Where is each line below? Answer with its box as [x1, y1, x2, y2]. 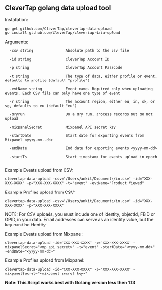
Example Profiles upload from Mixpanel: [5, 257, 85, 263]
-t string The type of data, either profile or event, [9, 74, 158, 79]
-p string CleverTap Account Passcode [9, 65, 123, 70]
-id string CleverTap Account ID [9, 57, 110, 62]
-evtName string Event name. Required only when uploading [9, 86, 153, 91]
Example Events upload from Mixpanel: [5, 231, 83, 237]
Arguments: [5, 39, 29, 45]
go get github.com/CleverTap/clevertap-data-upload [5, 26, 112, 31]
